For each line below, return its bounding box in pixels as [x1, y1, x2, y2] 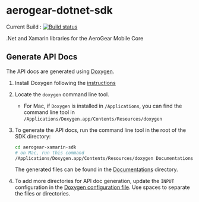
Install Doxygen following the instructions [14, 79, 116, 86]
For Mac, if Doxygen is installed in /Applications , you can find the [23, 102, 182, 109]
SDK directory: [14, 132, 51, 140]
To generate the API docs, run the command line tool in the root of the [14, 126, 186, 134]
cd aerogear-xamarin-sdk [14, 144, 77, 150]
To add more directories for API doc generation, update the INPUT [14, 178, 175, 185]
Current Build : [6, 23, 42, 30]
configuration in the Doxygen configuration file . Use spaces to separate [14, 184, 190, 191]
